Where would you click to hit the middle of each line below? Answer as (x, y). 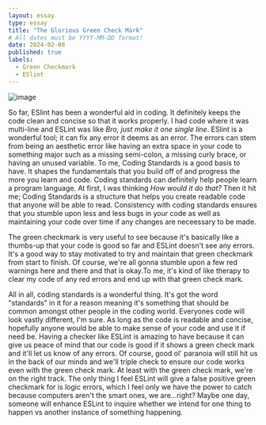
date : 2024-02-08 (37, 45)
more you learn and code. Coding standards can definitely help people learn (133, 180)
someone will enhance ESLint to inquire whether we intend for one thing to (130, 404)
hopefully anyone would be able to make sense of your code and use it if (127, 328)
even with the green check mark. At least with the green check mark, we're (131, 370)
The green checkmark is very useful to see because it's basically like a (123, 237)
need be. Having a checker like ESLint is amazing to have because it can (126, 336)
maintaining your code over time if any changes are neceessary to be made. (132, 222)
